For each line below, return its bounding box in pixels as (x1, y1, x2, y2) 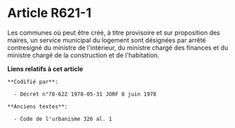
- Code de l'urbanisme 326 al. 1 (13, 115, 113, 122)
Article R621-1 (7, 5, 92, 21)
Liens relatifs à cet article (7, 64, 84, 73)
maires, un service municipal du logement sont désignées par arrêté (7, 35, 207, 44)
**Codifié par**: (7, 78, 59, 86)
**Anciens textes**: (7, 103, 69, 110)
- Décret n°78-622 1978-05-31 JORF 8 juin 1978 (13, 91, 157, 98)
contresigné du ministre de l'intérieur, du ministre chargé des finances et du (7, 43, 229, 52)
